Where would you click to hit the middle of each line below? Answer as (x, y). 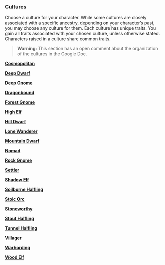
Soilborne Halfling (24, 190)
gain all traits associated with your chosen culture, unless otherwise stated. (83, 34)
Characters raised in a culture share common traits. (58, 39)
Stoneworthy (19, 209)
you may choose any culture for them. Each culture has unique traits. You (81, 28)
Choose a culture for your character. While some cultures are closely (76, 18)
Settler (12, 170)
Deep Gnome (19, 83)
